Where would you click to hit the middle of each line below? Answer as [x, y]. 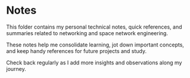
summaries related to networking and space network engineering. [87, 33]
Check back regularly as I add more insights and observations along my [94, 63]
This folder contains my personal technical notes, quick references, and [94, 27]
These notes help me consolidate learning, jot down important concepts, [95, 45]
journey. [16, 68]
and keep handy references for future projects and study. [77, 51]
